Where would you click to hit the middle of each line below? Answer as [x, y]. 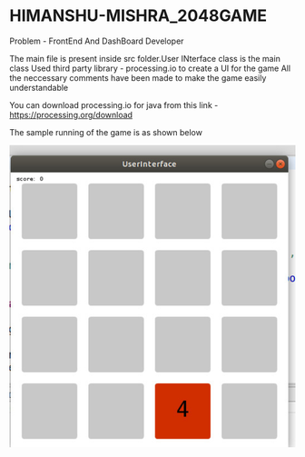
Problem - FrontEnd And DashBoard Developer [97, 41]
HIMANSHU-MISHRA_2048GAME [138, 16]
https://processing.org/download [71, 114]
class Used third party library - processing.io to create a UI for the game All [150, 68]
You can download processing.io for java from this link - [114, 104]
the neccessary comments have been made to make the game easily [138, 77]
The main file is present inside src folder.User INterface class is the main [145, 58]
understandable [39, 87]
